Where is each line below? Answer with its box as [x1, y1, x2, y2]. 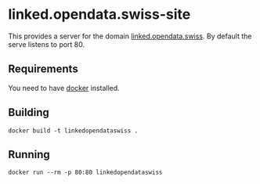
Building [8, 106, 49, 119]
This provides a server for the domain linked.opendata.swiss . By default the [8, 31, 252, 41]
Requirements [8, 63, 78, 76]
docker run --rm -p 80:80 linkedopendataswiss [8, 168, 163, 177]
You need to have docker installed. [8, 83, 120, 92]
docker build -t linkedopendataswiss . [8, 127, 139, 135]
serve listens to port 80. [8, 39, 85, 49]
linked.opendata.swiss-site [8, 5, 191, 23]
